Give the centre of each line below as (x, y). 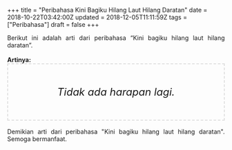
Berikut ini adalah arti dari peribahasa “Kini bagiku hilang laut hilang (116, 38)
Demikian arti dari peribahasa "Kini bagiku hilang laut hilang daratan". (116, 131)
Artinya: (19, 60)
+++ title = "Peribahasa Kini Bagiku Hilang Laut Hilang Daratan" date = (107, 10)
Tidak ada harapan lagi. (116, 92)
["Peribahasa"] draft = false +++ (53, 24)
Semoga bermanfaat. (37, 139)
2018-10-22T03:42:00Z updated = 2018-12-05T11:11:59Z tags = (97, 17)
